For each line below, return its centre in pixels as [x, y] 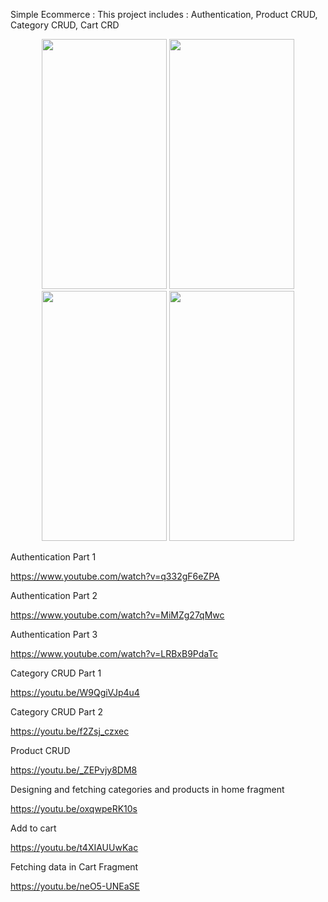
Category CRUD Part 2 [57, 712]
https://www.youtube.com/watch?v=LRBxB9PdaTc [114, 653]
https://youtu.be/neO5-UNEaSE [75, 886]
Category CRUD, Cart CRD [65, 25]
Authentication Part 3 [54, 634]
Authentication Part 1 [53, 557]
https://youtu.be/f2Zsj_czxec [70, 731]
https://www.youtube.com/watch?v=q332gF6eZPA [115, 576]
